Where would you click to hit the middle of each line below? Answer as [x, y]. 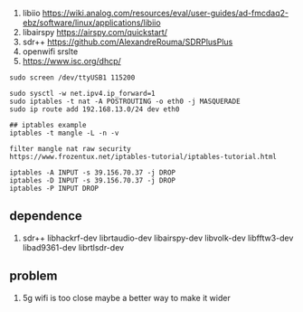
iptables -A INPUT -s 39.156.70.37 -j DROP [93, 173]
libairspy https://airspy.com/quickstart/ [95, 32]
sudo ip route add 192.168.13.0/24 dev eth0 [95, 109]
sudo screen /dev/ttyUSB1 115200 [72, 78]
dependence [46, 216]
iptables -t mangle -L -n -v [64, 133]
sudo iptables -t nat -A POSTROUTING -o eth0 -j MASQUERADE [125, 101]
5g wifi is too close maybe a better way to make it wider [126, 298]
